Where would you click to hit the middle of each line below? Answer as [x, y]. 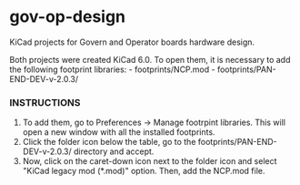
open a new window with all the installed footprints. [119, 132]
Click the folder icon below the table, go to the [109, 142]
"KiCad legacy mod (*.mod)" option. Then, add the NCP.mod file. [144, 171]
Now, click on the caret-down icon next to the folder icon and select [150, 161]
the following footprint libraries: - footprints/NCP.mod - [112, 69]
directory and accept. [114, 151]
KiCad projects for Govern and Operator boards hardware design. [132, 42]
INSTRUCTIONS [45, 102]
